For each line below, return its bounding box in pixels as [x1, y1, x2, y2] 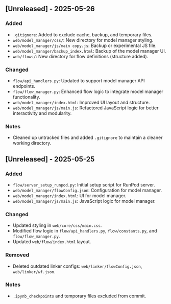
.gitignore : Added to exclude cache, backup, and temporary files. [12, 31, 153, 38]
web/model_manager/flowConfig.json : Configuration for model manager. [12, 187, 162, 193]
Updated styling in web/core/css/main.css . [12, 222, 102, 228]
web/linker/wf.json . [12, 268, 56, 274]
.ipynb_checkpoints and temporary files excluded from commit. [12, 293, 146, 299]
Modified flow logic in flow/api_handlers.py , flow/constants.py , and [12, 228, 157, 234]
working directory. [12, 140, 52, 146]
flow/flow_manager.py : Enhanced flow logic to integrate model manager [12, 88, 163, 95]
